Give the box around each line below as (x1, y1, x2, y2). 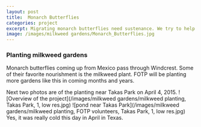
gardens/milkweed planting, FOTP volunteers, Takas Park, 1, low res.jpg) (6, 108, 185, 115)
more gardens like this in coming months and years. (6, 77, 135, 84)
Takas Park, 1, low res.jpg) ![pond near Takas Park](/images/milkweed (6, 101, 179, 108)
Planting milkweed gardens (6, 51, 88, 59)
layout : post (6, 8, 39, 15)
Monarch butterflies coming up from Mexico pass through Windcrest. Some (6, 64, 194, 72)
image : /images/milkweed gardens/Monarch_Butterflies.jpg (6, 31, 155, 37)
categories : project (6, 20, 58, 26)
